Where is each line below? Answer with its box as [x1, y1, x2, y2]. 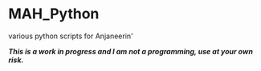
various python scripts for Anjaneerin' [8, 31, 134, 41]
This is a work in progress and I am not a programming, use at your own [8, 46, 253, 56]
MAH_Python [8, 5, 100, 23]
